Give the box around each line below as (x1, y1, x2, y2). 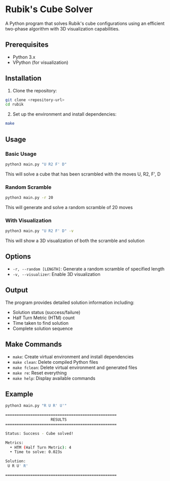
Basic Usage (5, 150, 37, 157)
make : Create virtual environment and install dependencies (12, 354, 134, 360)
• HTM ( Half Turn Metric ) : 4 (10, 445, 72, 450)
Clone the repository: (12, 87, 57, 93)
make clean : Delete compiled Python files (12, 359, 98, 365)
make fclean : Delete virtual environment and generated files (12, 364, 138, 370)
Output (5, 286, 28, 295)
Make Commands (5, 340, 62, 349)
